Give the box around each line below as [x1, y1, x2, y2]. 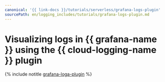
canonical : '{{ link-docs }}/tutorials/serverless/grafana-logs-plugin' [5, 7, 161, 12]
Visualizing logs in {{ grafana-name [5, 33, 157, 45]
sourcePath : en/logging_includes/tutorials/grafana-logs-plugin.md [5, 12, 150, 17]
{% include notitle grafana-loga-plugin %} [5, 71, 92, 77]
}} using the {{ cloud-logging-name [5, 44, 157, 55]
